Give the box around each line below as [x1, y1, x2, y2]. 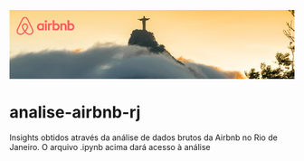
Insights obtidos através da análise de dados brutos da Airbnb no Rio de [9, 132, 278, 143]
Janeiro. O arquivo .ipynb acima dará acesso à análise [9, 142, 211, 153]
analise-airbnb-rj [9, 102, 141, 123]
